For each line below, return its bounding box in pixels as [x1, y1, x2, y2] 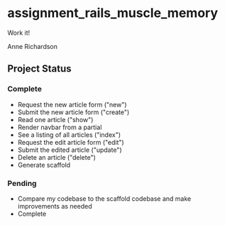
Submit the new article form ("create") [17, 108, 130, 116]
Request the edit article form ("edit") [17, 138, 124, 146]
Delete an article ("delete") [17, 153, 96, 161]
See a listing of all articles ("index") [17, 130, 121, 139]
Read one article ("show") [17, 115, 94, 124]
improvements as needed [17, 202, 92, 210]
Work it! [7, 28, 31, 37]
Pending [7, 178, 37, 188]
